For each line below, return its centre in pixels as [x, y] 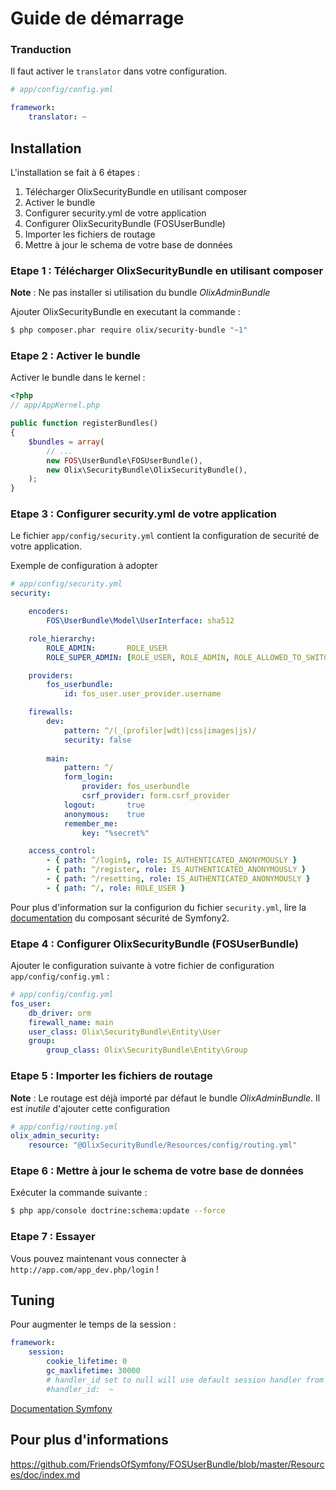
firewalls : [51, 712]
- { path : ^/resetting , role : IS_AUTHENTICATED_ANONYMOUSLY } [178, 879]
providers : [51, 675]
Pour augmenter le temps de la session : [93, 1324]
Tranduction [41, 50]
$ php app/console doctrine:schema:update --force [118, 1211]
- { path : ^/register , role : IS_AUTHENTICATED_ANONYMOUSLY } [176, 870]
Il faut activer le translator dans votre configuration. [119, 71]
